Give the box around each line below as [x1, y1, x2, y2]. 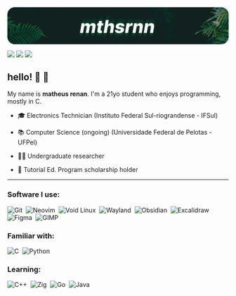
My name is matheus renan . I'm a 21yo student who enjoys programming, [7, 90, 221, 98]
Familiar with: [7, 230, 55, 240]
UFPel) [17, 138, 38, 147]
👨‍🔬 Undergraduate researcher [17, 152, 105, 161]
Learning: [7, 264, 41, 274]
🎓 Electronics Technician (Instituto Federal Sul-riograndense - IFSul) [17, 111, 218, 120]
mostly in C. [7, 97, 42, 106]
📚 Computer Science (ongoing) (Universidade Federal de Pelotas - [17, 128, 212, 137]
